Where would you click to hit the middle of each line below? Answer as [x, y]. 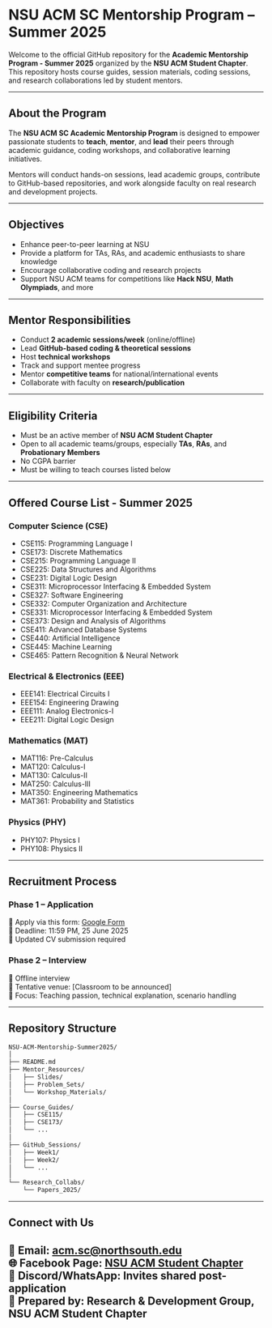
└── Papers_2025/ [52, 1190]
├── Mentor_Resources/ [47, 1070]
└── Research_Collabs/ [47, 1183]
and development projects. [53, 191]
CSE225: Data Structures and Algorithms [88, 569]
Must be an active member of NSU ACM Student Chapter [116, 436]
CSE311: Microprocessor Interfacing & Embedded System [115, 586]
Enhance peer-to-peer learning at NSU [85, 244]
